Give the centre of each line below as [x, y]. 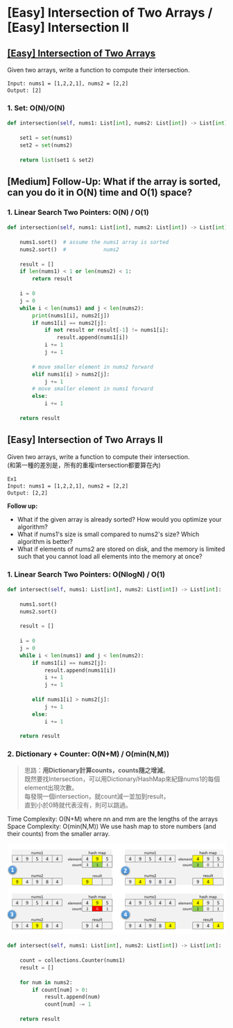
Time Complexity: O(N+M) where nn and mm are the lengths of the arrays [113, 819]
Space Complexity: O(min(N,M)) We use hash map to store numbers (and [112, 826]
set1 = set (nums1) [46, 138]
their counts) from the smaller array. [59, 833]
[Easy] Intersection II [68, 27]
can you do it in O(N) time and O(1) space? [100, 192]
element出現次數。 [51, 787]
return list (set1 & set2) [57, 160]
